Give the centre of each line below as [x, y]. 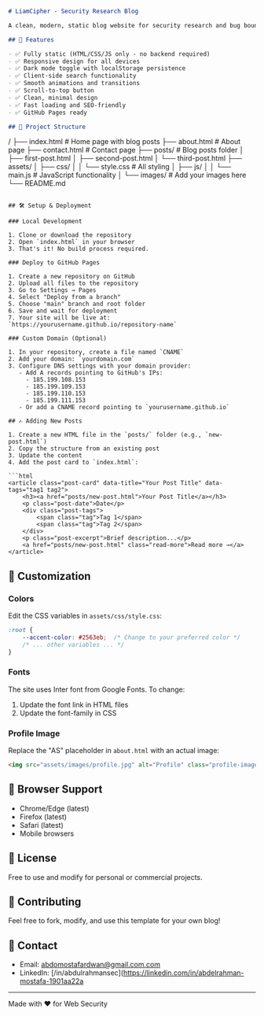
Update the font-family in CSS [68, 713]
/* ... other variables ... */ [73, 645]
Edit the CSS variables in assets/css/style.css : [85, 616]
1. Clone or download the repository [70, 235]
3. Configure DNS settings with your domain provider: [100, 366]
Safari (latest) [42, 825]
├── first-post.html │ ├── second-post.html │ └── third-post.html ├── [125, 158]
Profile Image [34, 733]
